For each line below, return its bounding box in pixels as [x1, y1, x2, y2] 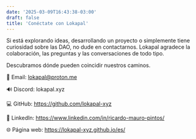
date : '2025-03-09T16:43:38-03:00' [6, 9, 97, 15]
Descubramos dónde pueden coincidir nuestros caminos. [6, 62, 151, 69]
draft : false [6, 15, 40, 21]
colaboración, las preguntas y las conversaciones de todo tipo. [6, 50, 165, 57]
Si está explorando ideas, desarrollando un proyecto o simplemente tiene [6, 37, 191, 45]
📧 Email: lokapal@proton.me [6, 74, 78, 81]
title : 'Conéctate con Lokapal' [6, 20, 89, 26]
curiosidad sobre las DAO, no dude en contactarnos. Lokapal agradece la [6, 43, 191, 51]
